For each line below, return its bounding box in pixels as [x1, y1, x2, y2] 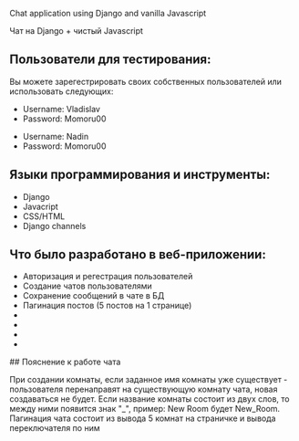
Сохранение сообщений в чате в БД [22, 290, 165, 301]
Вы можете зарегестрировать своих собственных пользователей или [9, 76, 283, 87]
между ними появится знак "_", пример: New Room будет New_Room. [9, 404, 281, 415]
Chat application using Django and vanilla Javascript [9, 8, 207, 18]
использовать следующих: [9, 86, 114, 97]
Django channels [22, 220, 87, 231]
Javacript [22, 201, 59, 212]
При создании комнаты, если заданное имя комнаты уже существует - [9, 374, 288, 385]
